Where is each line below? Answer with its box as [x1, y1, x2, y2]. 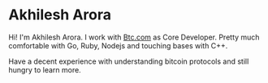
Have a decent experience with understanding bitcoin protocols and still [8, 56, 249, 66]
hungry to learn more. [8, 64, 81, 74]
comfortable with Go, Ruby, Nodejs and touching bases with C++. [8, 40, 228, 50]
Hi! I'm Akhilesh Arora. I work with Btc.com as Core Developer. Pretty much [8, 32, 260, 42]
